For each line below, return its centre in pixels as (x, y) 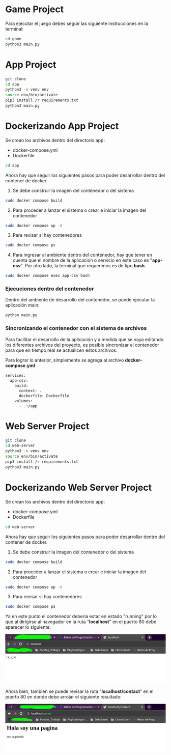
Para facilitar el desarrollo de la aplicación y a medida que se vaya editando (84, 339)
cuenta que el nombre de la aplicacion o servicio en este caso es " (82, 260)
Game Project (35, 9)
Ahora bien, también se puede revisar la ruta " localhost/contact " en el (79, 691)
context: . (30, 390)
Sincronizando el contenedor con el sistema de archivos (76, 328)
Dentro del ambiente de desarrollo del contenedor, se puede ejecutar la (80, 300)
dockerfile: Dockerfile (44, 396)
